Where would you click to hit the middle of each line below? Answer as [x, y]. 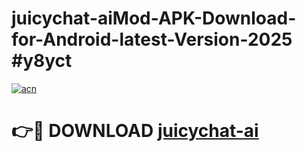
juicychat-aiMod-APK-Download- [154, 18]
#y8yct [42, 61]
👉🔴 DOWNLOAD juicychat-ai [135, 131]
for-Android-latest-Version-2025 [152, 39]
